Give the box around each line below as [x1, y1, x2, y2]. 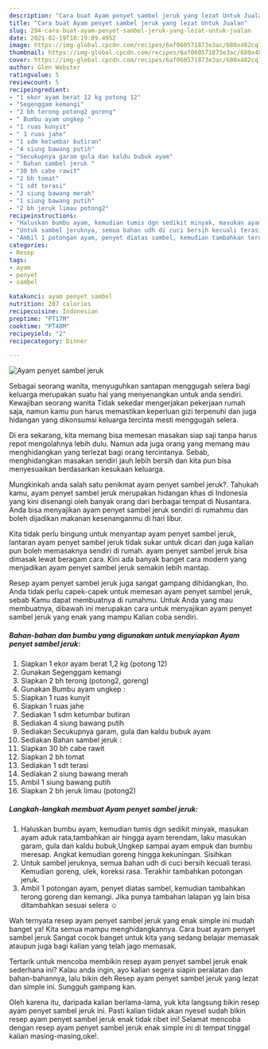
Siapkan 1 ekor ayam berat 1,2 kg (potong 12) [20, 659, 168, 669]
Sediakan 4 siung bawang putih [20, 718, 125, 728]
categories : [9, 241, 49, 249]
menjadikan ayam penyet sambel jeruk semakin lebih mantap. [9, 563, 211, 573]
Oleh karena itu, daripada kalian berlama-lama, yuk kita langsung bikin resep [9, 997, 260, 1008]
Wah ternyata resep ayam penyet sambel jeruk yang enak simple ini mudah [9, 916, 255, 926]
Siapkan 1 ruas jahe [20, 702, 84, 711]
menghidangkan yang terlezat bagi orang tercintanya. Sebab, [9, 448, 210, 457]
